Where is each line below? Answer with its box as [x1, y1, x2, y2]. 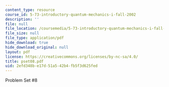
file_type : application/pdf [5, 36, 64, 41]
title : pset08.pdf [5, 59, 44, 64]
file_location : [5, 26, 37, 31]
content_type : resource [5, 7, 55, 13]
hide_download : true [5, 40, 49, 45]
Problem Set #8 [5, 77, 38, 83]
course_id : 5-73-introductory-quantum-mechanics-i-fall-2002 [5, 12, 136, 17]
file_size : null [5, 31, 39, 36]
